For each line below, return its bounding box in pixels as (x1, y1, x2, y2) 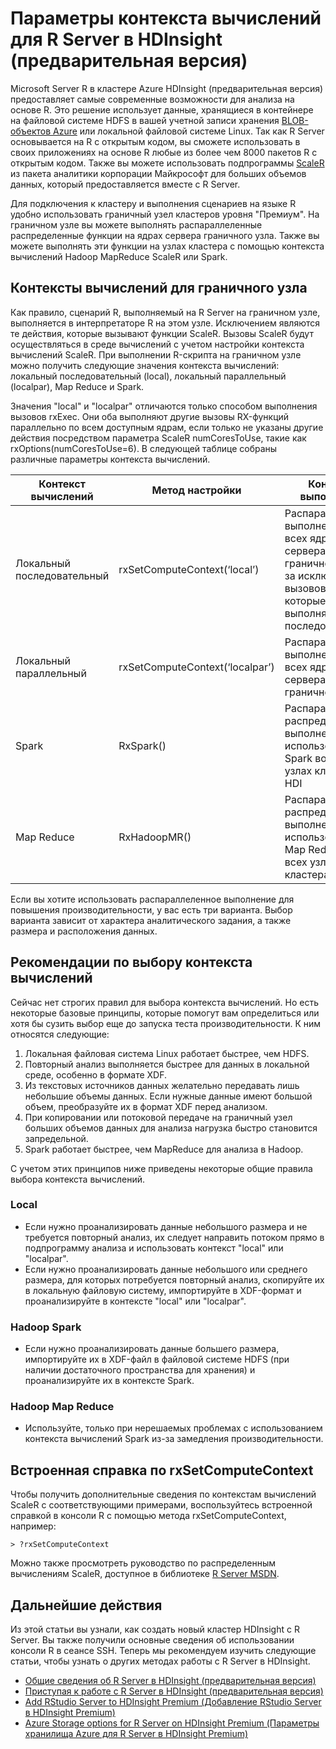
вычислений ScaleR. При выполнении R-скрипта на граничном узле (10, 348, 302, 361)
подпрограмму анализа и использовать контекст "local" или (24, 1242, 284, 1254)
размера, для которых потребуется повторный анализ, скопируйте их (24, 1273, 325, 1286)
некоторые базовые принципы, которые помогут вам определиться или (10, 1007, 320, 1019)
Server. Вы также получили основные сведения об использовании (10, 1634, 295, 1646)
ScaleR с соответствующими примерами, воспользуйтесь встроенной (10, 1499, 313, 1511)
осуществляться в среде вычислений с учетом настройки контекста (10, 338, 305, 350)
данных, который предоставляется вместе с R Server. (10, 178, 241, 190)
